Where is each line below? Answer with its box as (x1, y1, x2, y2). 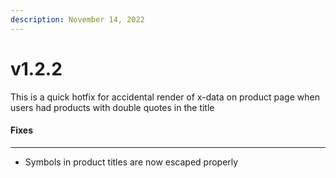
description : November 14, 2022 (10, 14, 145, 25)
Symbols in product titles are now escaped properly (24, 156, 239, 168)
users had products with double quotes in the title (10, 101, 215, 113)
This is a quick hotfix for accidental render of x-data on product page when (10, 91, 320, 103)
